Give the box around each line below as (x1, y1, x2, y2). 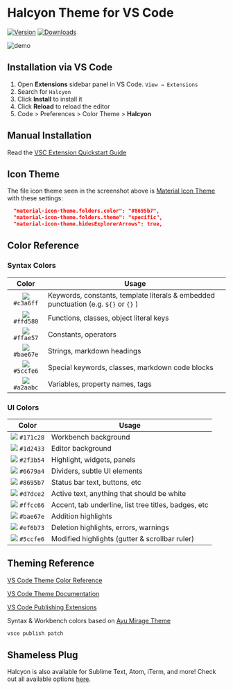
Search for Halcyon (17, 87, 71, 95)
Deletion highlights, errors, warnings (51, 522, 170, 532)
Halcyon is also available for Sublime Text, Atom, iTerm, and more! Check (7, 668, 216, 676)
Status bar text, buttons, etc (51, 477, 141, 487)
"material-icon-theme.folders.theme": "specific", (13, 214, 163, 221)
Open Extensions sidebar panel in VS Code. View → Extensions (17, 80, 198, 88)
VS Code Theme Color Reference (7, 576, 103, 584)
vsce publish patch (7, 629, 64, 637)
